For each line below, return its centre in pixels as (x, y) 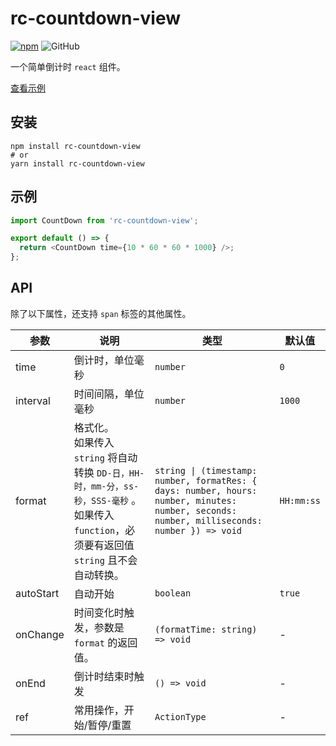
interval (33, 400)
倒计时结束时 (104, 676)
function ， (99, 530)
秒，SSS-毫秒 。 (107, 500)
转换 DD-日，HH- (109, 472)
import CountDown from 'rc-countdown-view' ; (104, 220)
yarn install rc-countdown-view (77, 163)
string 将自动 (105, 457)
